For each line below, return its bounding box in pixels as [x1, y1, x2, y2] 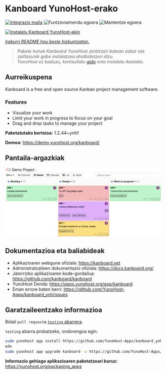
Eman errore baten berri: [12, 286, 63, 292]
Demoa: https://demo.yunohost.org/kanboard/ [5, 140, 100, 146]
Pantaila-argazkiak [5, 154, 65, 162]
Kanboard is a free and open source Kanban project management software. [5, 86, 159, 92]
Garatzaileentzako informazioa [5, 306, 102, 314]
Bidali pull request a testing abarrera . [5, 319, 83, 325]
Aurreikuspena [5, 73, 52, 82]
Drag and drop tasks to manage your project [12, 120, 103, 126]
